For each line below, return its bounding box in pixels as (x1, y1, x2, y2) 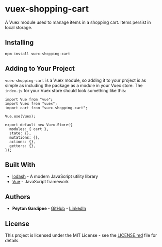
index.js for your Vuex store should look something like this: (5, 87, 127, 93)
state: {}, (9, 131, 32, 136)
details (5, 238, 18, 243)
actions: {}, (9, 139, 36, 144)
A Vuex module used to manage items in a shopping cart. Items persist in (5, 19, 151, 25)
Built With (5, 160, 35, 169)
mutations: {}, (9, 135, 40, 140)
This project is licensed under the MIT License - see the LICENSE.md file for (5, 232, 157, 238)
